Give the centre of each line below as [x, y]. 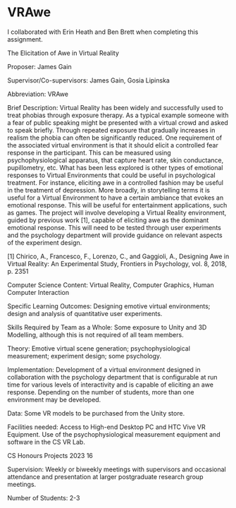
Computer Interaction [38, 292]
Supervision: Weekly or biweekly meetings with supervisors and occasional [117, 469]
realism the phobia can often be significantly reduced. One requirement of [115, 138]
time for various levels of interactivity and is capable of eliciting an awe [110, 385]
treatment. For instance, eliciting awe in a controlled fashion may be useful [116, 182]
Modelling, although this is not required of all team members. [96, 334]
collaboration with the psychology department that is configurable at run [112, 377]
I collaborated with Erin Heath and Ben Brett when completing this [103, 32]
